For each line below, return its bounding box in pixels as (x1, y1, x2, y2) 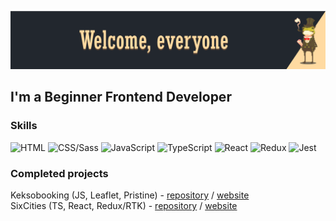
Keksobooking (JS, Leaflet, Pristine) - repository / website (10, 189, 250, 201)
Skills (10, 119, 38, 133)
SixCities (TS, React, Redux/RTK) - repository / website (10, 200, 238, 211)
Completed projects (10, 166, 109, 180)
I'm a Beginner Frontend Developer (10, 89, 232, 106)
